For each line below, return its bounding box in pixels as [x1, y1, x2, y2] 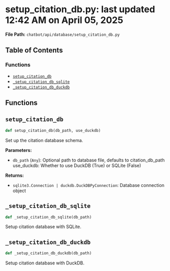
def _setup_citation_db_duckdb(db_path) [5, 251, 92, 256]
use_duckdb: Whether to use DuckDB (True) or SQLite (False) [12, 162, 141, 169]
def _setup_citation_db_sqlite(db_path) [5, 214, 92, 220]
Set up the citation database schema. [5, 137, 83, 143]
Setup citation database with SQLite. [5, 224, 82, 230]
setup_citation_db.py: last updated [5, 4, 155, 15]
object [12, 187, 26, 194]
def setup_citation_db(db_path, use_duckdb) [5, 128, 101, 133]
